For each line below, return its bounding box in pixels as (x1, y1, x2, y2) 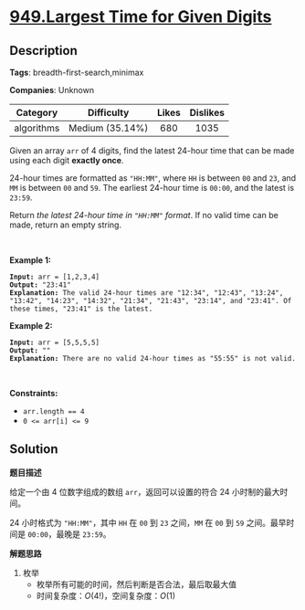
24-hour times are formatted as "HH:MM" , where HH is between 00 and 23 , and (9, 173, 297, 184)
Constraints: (9, 388, 58, 398)
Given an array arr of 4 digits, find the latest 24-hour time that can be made (9, 145, 295, 156)
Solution (9, 441, 58, 457)
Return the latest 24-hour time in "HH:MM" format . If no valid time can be (9, 210, 279, 220)
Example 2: (9, 321, 53, 331)
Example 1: (9, 255, 52, 266)
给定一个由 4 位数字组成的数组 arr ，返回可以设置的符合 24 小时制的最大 (9, 486, 280, 497)
